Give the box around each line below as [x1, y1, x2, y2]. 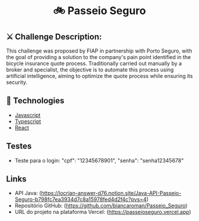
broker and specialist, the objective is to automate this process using [6, 66, 174, 73]
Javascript [14, 111, 41, 118]
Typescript [14, 118, 41, 125]
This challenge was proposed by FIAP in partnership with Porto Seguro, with [6, 47, 192, 54]
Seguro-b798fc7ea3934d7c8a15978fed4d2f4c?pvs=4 [14, 196, 147, 203]
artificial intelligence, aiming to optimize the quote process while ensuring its [6, 73, 193, 79]
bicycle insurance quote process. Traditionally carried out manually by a [6, 60, 182, 67]
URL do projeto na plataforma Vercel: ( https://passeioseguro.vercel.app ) [14, 209, 191, 216]
